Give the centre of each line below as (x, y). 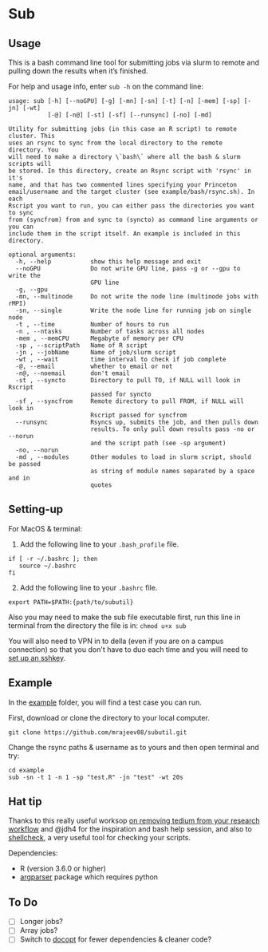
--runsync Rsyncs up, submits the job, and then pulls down (137, 422)
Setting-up (36, 510)
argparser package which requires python (89, 877)
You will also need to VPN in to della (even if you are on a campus (116, 641)
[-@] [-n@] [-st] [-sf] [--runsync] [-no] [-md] (130, 115)
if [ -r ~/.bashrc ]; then (53, 559)
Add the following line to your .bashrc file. (89, 587)
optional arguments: (43, 255)
